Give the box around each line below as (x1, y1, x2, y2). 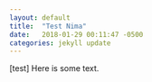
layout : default (9, 13, 71, 23)
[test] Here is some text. (9, 63, 100, 74)
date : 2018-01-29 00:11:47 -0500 (9, 30, 144, 39)
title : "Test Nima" (9, 22, 88, 31)
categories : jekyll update (9, 38, 111, 48)
